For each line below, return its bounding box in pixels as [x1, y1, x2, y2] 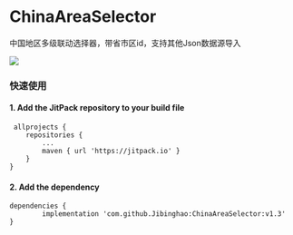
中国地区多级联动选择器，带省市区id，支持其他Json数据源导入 [9, 37, 242, 48]
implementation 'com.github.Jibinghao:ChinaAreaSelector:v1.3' [42, 210, 286, 219]
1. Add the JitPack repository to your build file [9, 103, 185, 113]
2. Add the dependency [9, 181, 100, 192]
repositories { [25, 131, 83, 140]
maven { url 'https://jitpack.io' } [42, 147, 181, 156]
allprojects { [13, 122, 67, 132]
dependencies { [9, 201, 67, 211]
